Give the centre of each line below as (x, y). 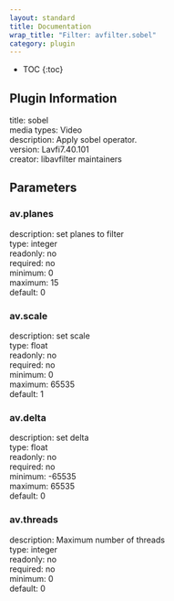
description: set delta (49, 438)
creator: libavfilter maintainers (66, 159)
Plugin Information (63, 98)
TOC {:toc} (43, 70)
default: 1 (26, 394)
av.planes (32, 214)
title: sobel (29, 121)
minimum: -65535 (43, 477)
